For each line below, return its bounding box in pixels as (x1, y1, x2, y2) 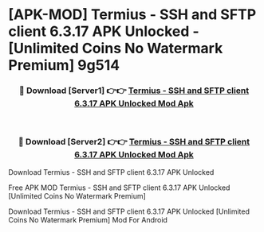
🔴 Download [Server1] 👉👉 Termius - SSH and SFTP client (18, 85, 250, 96)
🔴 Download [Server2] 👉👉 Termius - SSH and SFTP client (18, 137, 250, 148)
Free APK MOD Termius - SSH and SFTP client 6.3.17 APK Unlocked (8, 183, 231, 192)
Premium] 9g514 (8, 56, 120, 75)
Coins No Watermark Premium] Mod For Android (8, 215, 167, 224)
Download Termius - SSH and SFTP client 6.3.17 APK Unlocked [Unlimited (8, 207, 250, 216)
